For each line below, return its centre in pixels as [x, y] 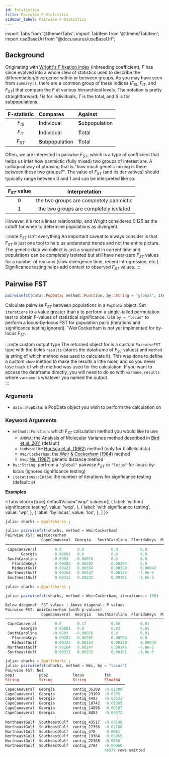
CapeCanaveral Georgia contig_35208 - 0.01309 [64, 689]
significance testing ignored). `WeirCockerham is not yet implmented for [80, 328]
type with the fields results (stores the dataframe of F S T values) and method [84, 350]
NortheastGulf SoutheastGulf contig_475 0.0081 [63, 731]
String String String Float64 [63, 680]
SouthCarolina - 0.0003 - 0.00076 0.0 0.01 [78, 633]
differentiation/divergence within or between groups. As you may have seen [84, 78]
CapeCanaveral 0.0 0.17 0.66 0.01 [78, 624]
